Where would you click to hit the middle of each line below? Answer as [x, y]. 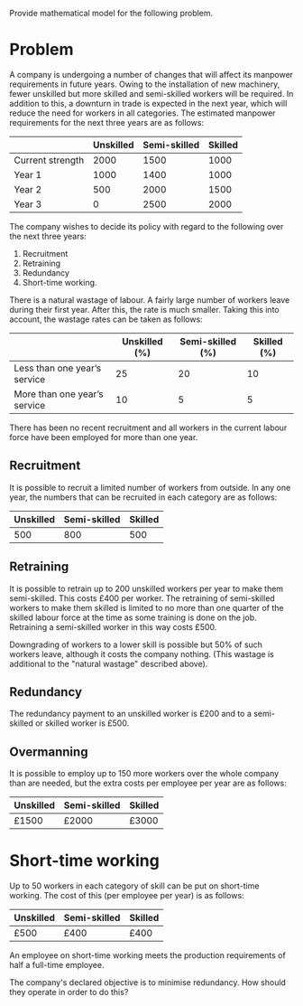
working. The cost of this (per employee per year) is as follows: [127, 896]
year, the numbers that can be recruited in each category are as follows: [143, 497]
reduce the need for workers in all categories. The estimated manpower [142, 113]
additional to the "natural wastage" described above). [109, 663]
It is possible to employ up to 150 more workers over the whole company [144, 774]
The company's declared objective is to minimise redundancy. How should [148, 982]
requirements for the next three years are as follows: [107, 122]
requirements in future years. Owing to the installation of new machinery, [145, 84]
